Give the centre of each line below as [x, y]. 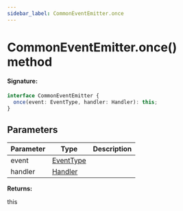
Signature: [22, 81]
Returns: [20, 188]
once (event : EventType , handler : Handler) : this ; [85, 102]
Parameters [33, 130]
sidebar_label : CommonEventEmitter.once [66, 13]
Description [112, 149]
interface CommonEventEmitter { [53, 96]
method [30, 62]
